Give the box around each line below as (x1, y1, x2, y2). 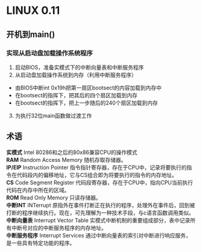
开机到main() (6, 29, 55, 39)
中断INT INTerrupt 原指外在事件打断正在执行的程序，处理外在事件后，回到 (6, 201, 190, 208)
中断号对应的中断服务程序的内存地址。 (11, 224, 107, 231)
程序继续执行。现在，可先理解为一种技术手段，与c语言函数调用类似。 (22, 209, 194, 216)
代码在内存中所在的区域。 (6, 186, 70, 193)
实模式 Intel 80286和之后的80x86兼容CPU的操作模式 (6, 149, 137, 156)
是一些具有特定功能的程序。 (6, 239, 75, 247)
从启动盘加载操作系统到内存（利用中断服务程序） (14, 71, 137, 79)
